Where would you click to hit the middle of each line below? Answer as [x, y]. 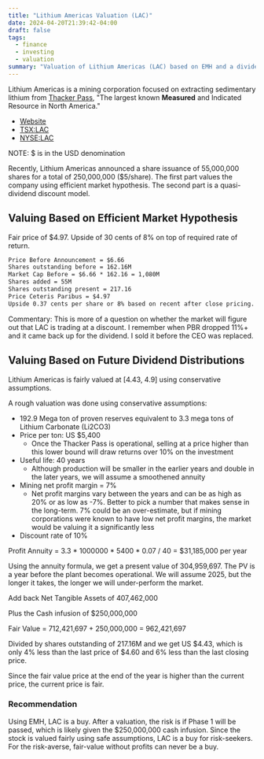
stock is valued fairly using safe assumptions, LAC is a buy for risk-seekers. [130, 738]
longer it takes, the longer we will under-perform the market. [106, 583]
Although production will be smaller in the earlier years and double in [143, 468]
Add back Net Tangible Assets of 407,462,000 [83, 598]
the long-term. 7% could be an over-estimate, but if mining [126, 510]
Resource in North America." [54, 106]
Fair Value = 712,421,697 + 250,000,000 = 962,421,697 [97, 628]
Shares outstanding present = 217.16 [70, 289]
